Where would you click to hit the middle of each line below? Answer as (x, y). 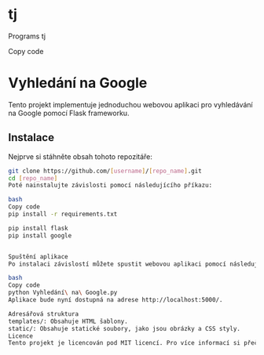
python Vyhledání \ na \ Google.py (63, 293)
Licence (21, 336)
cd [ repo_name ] (33, 178)
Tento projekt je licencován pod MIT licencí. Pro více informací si (125, 343)
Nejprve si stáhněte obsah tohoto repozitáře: (81, 156)
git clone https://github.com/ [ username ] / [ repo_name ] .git (105, 171)
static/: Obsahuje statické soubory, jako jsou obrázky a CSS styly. (125, 328)
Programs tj (27, 36)
